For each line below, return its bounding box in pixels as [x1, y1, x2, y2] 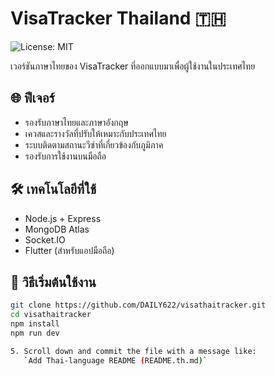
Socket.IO [24, 233, 66, 246]
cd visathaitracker [10, 310, 92, 320]
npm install [10, 319, 60, 329]
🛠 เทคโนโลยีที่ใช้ [10, 181, 97, 198]
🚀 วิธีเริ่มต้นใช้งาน [10, 273, 97, 291]
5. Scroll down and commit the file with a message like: [10, 346, 257, 356]
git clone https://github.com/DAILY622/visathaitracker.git [10, 300, 267, 311]
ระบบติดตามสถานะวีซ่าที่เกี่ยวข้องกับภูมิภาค [24, 138, 164, 151]
